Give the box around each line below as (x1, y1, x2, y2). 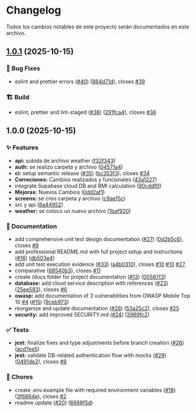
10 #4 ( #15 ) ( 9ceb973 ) (14, 298, 69, 305)
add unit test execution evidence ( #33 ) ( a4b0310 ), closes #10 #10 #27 (14, 260, 185, 268)
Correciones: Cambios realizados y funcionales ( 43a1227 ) (14, 176, 158, 183)
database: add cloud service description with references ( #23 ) (14, 279, 168, 287)
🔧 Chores (6, 373, 34, 381)
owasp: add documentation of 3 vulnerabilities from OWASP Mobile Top (14, 292, 191, 299)
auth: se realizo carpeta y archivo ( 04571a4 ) (14, 163, 123, 170)
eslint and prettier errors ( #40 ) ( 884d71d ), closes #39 (14, 78, 146, 85)
